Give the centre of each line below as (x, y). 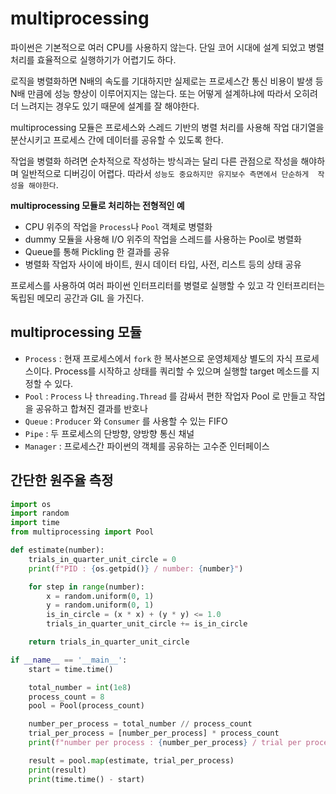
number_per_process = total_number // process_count (140, 724)
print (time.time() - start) (86, 779)
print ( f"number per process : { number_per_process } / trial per (165, 743)
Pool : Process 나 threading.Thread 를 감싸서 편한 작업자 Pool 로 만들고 (165, 396)
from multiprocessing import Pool (82, 532)
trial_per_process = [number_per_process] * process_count (154, 733)
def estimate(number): (57, 550)
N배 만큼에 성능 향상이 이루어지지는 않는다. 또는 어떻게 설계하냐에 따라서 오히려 (164, 93)
